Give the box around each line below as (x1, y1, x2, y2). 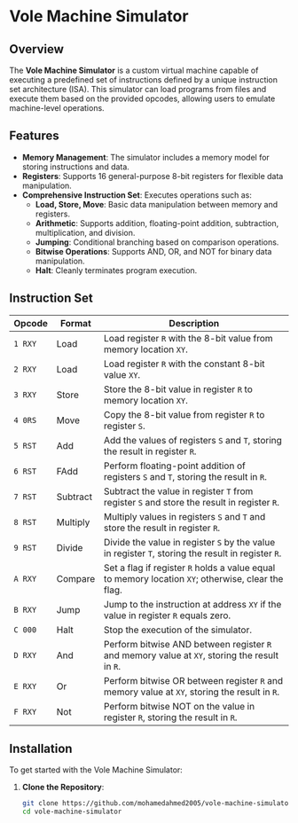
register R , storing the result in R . (103, 711, 238, 724)
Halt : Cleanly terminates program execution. (35, 264, 198, 276)
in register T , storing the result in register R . (103, 547, 282, 560)
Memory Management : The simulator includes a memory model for (21, 152, 271, 162)
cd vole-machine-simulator (21, 807, 122, 817)
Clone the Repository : (21, 782, 105, 793)
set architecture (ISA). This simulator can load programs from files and (9, 84, 267, 94)
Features (9, 129, 59, 144)
